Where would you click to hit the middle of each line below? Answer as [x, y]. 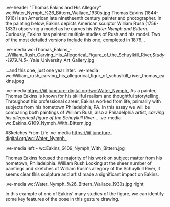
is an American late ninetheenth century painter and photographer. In [89, 18]
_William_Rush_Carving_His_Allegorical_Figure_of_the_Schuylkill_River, [79, 55]
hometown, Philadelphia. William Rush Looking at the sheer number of [79, 163]
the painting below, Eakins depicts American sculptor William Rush [75, 23]
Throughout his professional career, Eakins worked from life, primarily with [83, 101]
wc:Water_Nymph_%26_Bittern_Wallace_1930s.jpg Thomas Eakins [74, 13]
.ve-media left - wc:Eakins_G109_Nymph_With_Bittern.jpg [65, 148]
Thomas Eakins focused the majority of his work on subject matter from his [84, 158]
